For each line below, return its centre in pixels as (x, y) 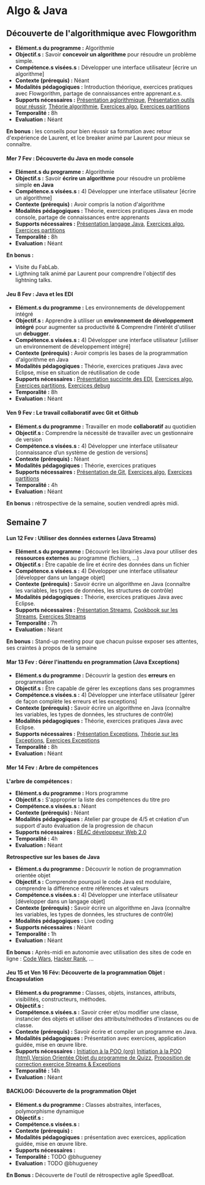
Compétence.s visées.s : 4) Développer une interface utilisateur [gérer (105, 695)
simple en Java (34, 185)
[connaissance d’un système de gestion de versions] (81, 452)
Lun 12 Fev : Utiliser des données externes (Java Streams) (81, 538)
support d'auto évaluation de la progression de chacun (84, 825)
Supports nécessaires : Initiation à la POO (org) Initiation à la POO (98, 1051)
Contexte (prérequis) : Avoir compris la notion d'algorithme (90, 204)
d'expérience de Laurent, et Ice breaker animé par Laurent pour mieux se (98, 138)
